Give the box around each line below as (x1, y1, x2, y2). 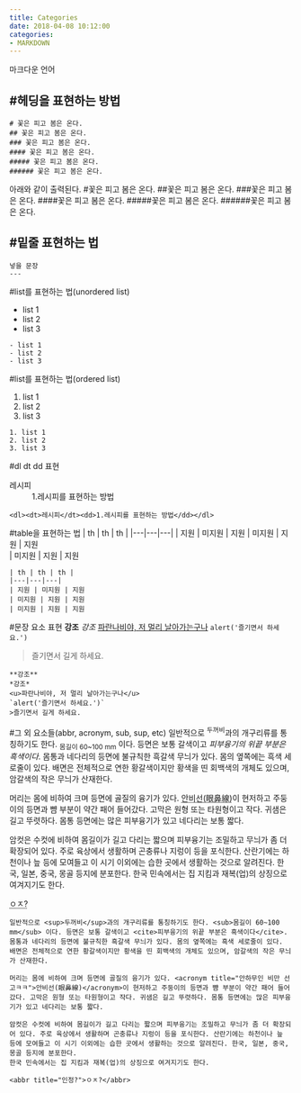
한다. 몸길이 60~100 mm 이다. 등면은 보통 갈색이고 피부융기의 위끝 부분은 (40, 738, 287, 752)
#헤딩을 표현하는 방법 (9, 93, 121, 108)
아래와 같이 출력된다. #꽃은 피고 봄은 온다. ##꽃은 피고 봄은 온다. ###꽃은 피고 (9, 184, 283, 194)
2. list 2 (9, 436, 47, 445)
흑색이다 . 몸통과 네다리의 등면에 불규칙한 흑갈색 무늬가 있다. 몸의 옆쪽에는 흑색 (9, 751, 283, 762)
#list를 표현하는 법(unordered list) (9, 285, 130, 297)
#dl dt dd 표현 (9, 460, 60, 471)
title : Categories (9, 13, 78, 23)
